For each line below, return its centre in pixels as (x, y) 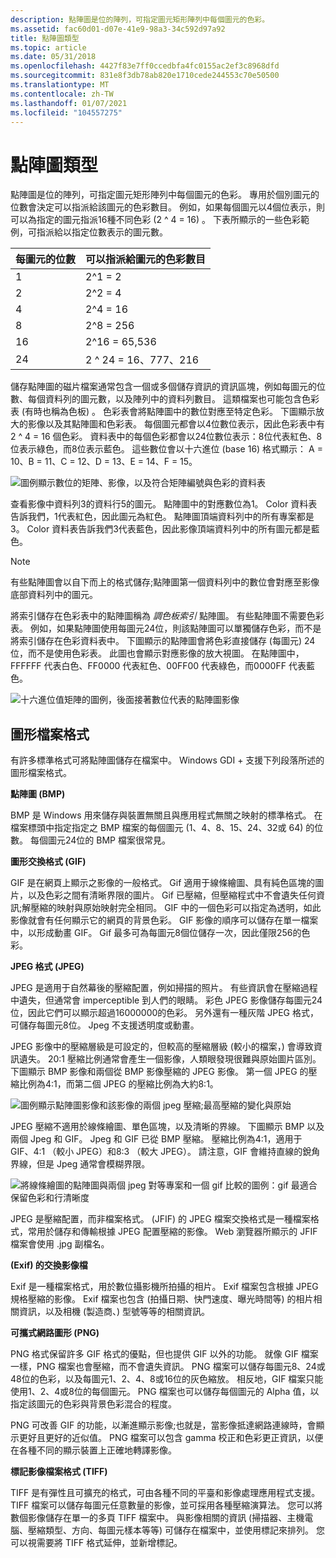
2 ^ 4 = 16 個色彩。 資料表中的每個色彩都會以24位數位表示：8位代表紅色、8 (166, 437)
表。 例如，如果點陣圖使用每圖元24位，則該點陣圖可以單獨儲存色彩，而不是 (166, 628)
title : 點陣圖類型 (45, 38)
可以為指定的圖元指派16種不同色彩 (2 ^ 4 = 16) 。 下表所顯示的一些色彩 (155, 220)
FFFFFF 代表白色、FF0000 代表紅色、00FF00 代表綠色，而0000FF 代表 (158, 666)
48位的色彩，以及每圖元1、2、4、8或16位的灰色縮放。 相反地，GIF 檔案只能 (167, 1379)
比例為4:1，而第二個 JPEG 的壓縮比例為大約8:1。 (118, 1084)
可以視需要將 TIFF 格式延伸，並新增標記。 (96, 1543)
